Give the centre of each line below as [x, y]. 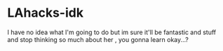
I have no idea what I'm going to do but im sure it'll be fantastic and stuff [112, 32]
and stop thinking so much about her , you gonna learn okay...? [98, 39]
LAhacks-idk [46, 13]
